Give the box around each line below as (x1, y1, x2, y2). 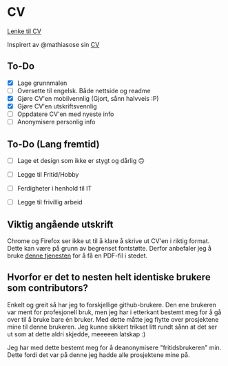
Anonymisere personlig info (17, 118, 96, 126)
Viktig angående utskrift (7, 218, 114, 230)
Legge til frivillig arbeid (17, 198, 83, 206)
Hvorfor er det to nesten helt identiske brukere (7, 271, 211, 283)
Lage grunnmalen (17, 79, 68, 87)
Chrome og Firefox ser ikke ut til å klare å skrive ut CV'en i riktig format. (7, 237, 210, 245)
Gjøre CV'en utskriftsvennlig (17, 102, 98, 110)
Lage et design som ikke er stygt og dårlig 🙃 (17, 156, 145, 164)
